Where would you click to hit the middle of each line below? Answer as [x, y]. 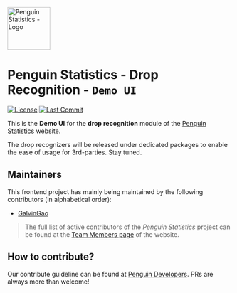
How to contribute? [51, 257]
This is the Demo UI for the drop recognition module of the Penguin [107, 123]
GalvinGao [33, 213]
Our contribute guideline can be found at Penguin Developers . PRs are [110, 274]
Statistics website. [34, 131]
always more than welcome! [48, 282]
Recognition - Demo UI [72, 90]
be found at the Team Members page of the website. [102, 234]
